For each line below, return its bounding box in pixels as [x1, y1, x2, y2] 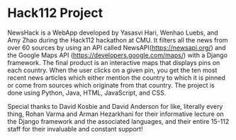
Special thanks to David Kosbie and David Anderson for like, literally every [7, 102, 223, 110]
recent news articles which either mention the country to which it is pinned [7, 73, 225, 82]
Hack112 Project [7, 5, 103, 21]
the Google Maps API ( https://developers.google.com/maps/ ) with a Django [7, 51, 228, 59]
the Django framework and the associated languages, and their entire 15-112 [7, 117, 230, 125]
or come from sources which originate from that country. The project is [7, 81, 215, 89]
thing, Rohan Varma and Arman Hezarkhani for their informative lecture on [7, 110, 225, 118]
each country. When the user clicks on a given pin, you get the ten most [7, 66, 218, 74]
